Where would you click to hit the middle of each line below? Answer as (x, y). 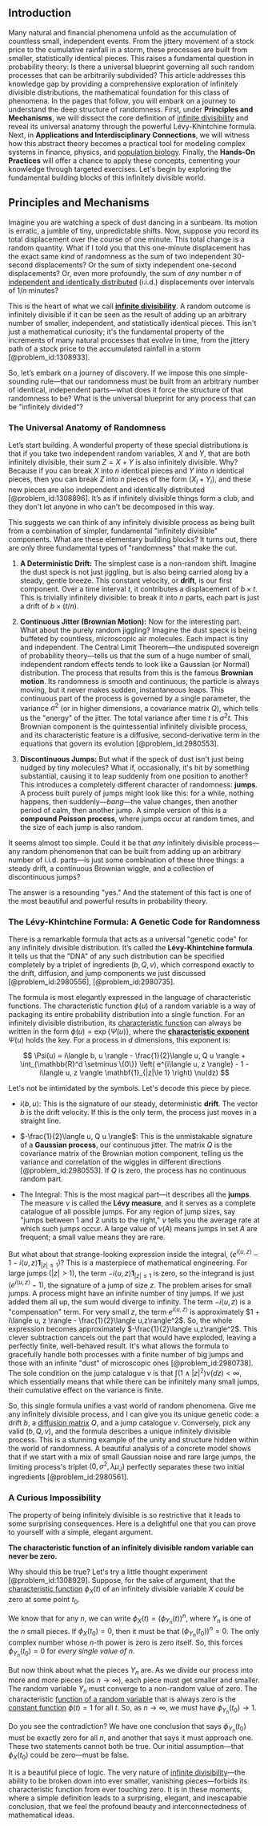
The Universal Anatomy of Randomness (87, 427)
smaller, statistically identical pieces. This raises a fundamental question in (131, 58)
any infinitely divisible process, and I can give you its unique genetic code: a (134, 1414)
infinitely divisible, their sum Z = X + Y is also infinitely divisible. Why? (123, 462)
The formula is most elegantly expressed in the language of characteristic (130, 998)
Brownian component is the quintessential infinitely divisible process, (134, 726)
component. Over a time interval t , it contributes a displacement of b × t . (138, 588)
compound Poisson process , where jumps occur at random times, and (137, 819)
